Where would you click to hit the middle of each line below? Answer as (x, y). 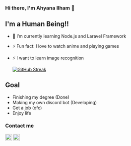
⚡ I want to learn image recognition (48, 58)
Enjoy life (22, 113)
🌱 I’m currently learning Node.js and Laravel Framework (69, 36)
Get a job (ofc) (27, 108)
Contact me (20, 126)
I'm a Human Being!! (37, 24)
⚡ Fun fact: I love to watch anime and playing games (65, 46)
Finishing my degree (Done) (41, 97)
